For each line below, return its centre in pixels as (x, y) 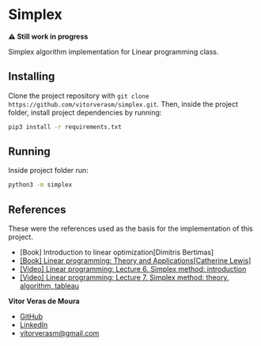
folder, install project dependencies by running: (85, 112)
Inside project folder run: (48, 171)
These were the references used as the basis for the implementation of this (130, 229)
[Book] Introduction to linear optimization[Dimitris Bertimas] (117, 252)
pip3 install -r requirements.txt (65, 127)
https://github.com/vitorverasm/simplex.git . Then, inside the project (123, 103)
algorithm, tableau (49, 286)
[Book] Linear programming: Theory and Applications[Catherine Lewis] (135, 261)
